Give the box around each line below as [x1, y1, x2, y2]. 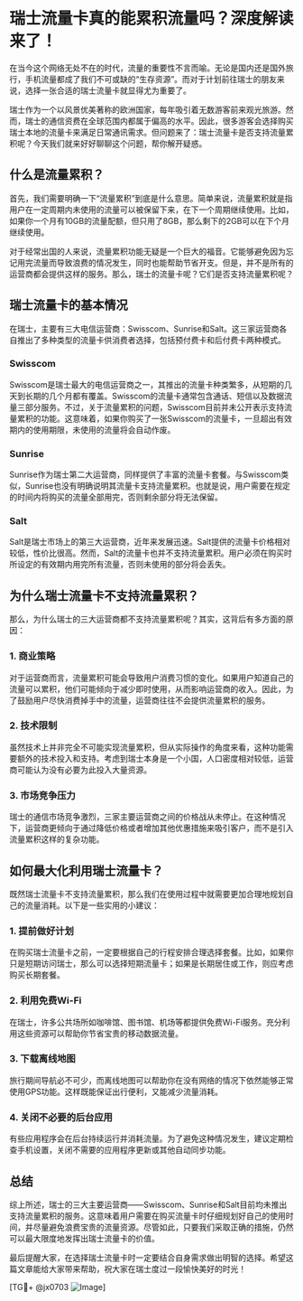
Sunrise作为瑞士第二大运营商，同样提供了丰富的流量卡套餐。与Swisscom [9, 469, 281, 480]
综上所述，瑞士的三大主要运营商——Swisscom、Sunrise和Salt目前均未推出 [9, 1199, 288, 1210]
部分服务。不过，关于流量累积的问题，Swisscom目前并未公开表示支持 [24, 401, 285, 412]
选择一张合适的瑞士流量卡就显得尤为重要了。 [24, 85, 191, 96]
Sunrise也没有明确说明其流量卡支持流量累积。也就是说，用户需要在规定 [24, 481, 290, 491]
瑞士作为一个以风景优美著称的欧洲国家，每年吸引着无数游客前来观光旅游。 [9, 104, 286, 115]
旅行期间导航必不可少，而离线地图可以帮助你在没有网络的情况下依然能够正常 [9, 1074, 294, 1085]
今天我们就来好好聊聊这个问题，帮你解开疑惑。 [32, 137, 207, 149]
